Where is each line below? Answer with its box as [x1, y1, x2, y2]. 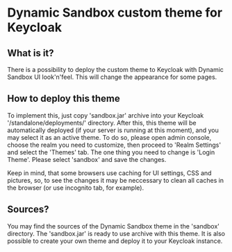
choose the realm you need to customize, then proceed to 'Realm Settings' [7, 141, 221, 149]
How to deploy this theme [7, 93, 120, 105]
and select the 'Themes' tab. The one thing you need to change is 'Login [7, 147, 215, 156]
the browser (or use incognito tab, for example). [7, 183, 144, 192]
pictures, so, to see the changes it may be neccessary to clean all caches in [7, 176, 224, 184]
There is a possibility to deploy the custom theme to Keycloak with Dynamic [7, 66, 224, 73]
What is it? [7, 47, 54, 59]
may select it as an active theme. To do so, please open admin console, [7, 133, 212, 141]
